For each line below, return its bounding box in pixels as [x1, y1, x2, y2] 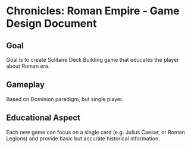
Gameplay [6, 80, 45, 90]
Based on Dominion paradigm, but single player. [6, 95, 124, 102]
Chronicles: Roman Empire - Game [6, 4, 180, 18]
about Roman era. [6, 62, 50, 70]
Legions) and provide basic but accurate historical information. [6, 135, 161, 142]
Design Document [6, 17, 97, 30]
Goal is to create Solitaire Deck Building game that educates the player [6, 56, 180, 63]
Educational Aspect [6, 113, 81, 123]
